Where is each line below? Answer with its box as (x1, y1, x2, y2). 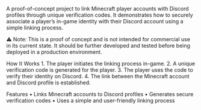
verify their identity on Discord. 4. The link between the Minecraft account (6, 73, 190, 80)
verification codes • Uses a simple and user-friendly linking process (6, 97, 175, 104)
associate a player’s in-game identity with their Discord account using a (6, 18, 184, 25)
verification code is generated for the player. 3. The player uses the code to (6, 66, 194, 74)
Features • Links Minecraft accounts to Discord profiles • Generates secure (6, 91, 194, 97)
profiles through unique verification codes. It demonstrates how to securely (6, 11, 194, 19)
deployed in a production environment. (6, 48, 102, 56)
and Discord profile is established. (6, 79, 91, 86)
